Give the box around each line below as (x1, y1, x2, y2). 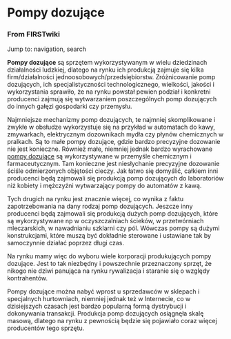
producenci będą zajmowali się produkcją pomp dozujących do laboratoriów (7, 174, 224, 183)
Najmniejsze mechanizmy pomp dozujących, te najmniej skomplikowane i (7, 116, 216, 124)
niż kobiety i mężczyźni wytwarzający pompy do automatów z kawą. (7, 181, 202, 190)
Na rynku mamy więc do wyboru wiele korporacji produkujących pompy (7, 252, 212, 260)
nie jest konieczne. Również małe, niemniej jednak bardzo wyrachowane (7, 145, 212, 153)
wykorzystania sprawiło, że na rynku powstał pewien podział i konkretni (7, 88, 211, 96)
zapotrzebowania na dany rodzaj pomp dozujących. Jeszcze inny (7, 202, 193, 211)
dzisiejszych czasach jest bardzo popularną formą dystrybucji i (7, 302, 187, 311)
